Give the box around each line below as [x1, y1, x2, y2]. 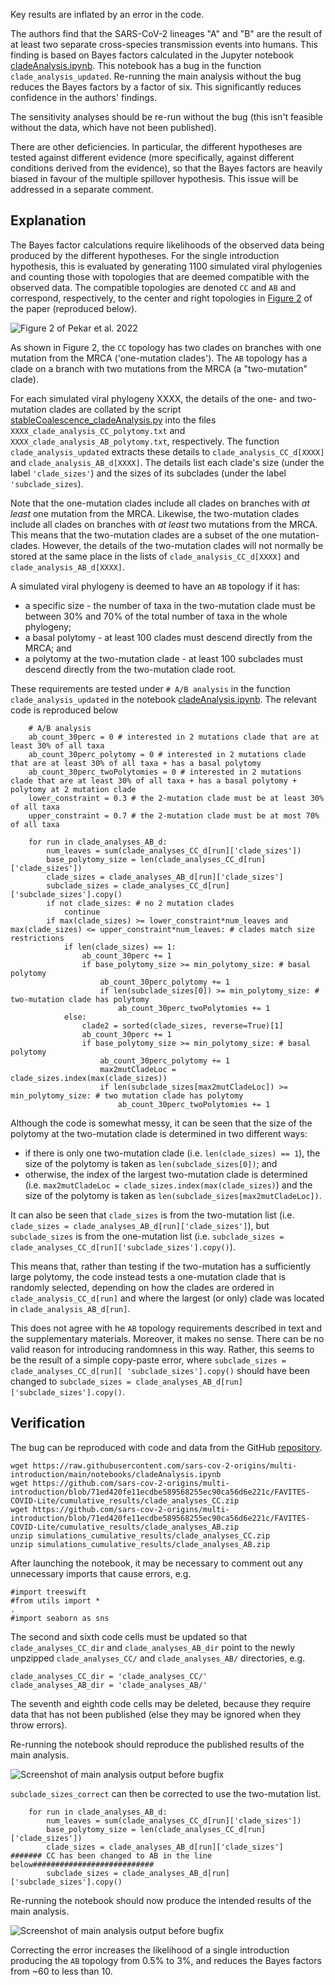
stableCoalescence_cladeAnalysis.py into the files [10, 414, 217, 426]
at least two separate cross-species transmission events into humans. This [10, 39, 318, 50]
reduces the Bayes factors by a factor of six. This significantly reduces [10, 81, 302, 93]
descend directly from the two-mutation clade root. [24, 663, 237, 675]
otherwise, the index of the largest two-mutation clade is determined [24, 1168, 308, 1180]
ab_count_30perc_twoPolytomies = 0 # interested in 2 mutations [28, 767, 302, 777]
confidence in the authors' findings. [10, 92, 158, 103]
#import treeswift [10, 1587, 87, 1597]
